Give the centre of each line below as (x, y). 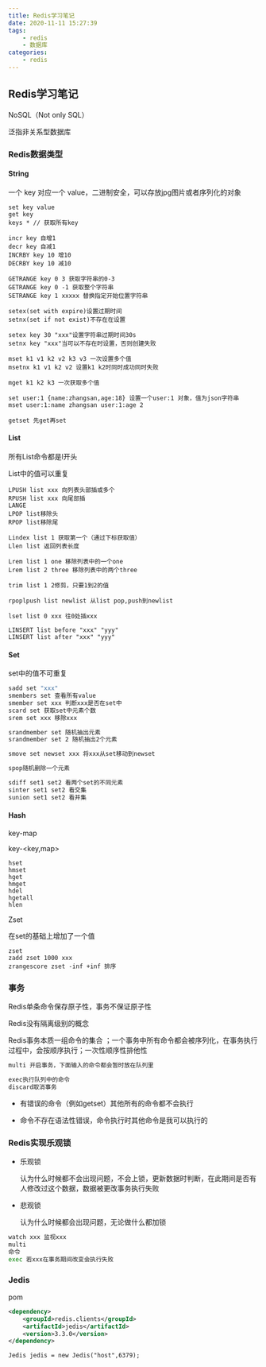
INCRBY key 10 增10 (40, 255)
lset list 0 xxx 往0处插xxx (53, 617)
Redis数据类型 (36, 154)
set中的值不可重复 (38, 673)
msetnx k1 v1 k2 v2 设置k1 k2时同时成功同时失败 (83, 367)
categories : (28, 52)
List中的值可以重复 (39, 474)
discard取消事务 (33, 1087)
